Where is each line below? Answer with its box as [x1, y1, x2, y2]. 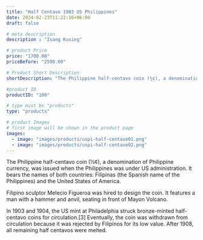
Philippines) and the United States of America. [6, 178, 121, 185]
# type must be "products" [6, 103, 74, 109]
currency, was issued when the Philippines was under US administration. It [6, 164, 192, 172]
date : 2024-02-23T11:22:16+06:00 [6, 15, 91, 21]
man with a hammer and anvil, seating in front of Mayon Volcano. [6, 196, 168, 203]
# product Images [6, 119, 50, 126]
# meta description [6, 31, 56, 37]
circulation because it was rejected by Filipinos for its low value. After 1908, [6, 220, 194, 227]
